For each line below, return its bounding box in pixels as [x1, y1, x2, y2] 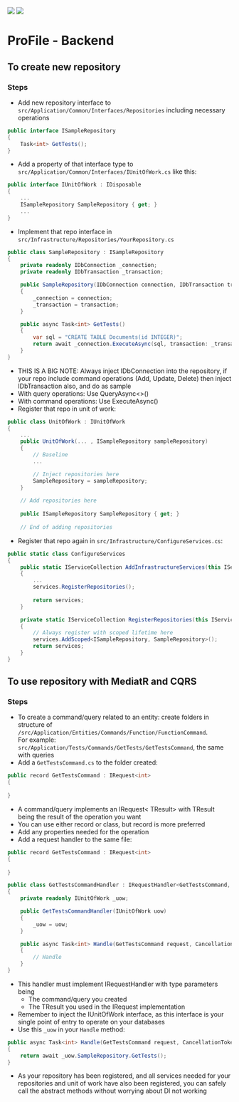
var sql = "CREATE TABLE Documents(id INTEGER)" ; [33, 334, 183, 341]
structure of [17, 720, 53, 729]
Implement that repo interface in [17, 227, 112, 236]
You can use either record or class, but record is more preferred [17, 819, 206, 829]
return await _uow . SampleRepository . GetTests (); [20, 1052, 167, 1059]
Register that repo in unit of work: [17, 404, 116, 413]
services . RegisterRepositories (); [33, 584, 135, 591]
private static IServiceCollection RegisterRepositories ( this [20, 616, 208, 623]
